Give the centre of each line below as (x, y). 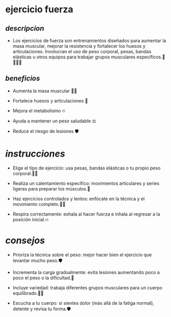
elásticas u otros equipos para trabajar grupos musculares (74, 57)
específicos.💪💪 (151, 57)
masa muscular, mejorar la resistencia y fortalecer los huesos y (79, 46)
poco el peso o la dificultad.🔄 (43, 278)
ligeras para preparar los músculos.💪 (51, 188)
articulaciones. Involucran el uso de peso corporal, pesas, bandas (82, 51)
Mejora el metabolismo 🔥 (39, 111)
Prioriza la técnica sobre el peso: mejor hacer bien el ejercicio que (82, 255)
